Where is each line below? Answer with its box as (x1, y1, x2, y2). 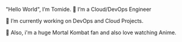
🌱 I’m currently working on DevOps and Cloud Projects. (5, 17, 144, 24)
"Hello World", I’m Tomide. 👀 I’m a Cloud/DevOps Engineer (5, 6, 152, 13)
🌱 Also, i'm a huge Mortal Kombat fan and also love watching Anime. (5, 29, 177, 36)
